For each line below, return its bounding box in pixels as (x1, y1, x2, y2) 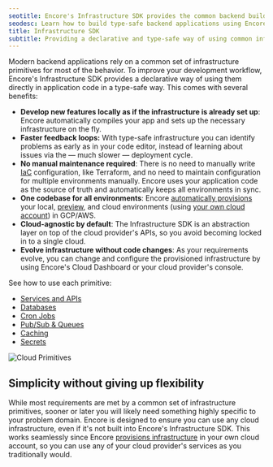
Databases (19, 302, 57, 313)
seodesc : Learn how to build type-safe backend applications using (8, 19, 242, 28)
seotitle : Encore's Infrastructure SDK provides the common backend (8, 11, 245, 20)
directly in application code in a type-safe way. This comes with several (8, 83, 249, 93)
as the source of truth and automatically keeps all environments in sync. (19, 184, 262, 195)
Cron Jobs (19, 311, 56, 321)
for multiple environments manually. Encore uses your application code (19, 176, 258, 186)
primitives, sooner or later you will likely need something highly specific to (8, 407, 256, 417)
